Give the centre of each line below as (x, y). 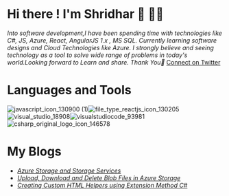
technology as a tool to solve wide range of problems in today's (97, 55)
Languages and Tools (69, 90)
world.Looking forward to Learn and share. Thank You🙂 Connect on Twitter (114, 62)
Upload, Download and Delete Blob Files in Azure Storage (99, 177)
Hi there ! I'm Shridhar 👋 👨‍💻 (86, 14)
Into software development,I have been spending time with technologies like (115, 33)
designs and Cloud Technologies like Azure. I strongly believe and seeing (111, 47)
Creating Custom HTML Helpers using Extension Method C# (102, 185)
